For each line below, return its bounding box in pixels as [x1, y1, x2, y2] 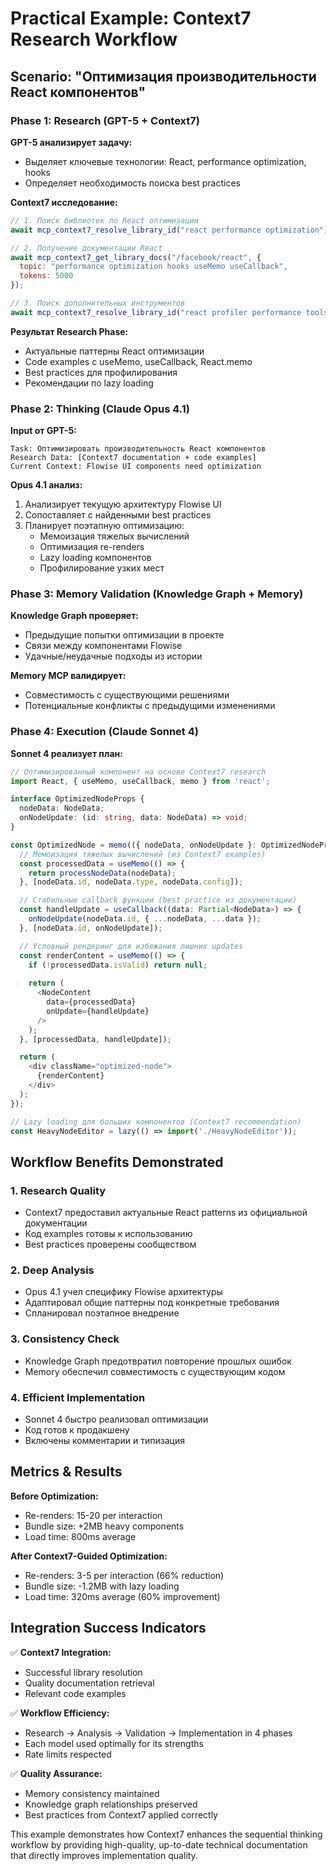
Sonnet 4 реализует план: [10, 747, 123, 759]
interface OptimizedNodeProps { [10, 794, 145, 804]
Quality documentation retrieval [24, 1677, 155, 1689]
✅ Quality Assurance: [10, 1767, 103, 1779]
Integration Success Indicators [10, 1620, 207, 1637]
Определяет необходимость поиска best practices [24, 177, 241, 189]
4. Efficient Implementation [10, 1390, 146, 1404]
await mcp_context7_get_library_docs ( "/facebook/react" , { [10, 252, 262, 262]
